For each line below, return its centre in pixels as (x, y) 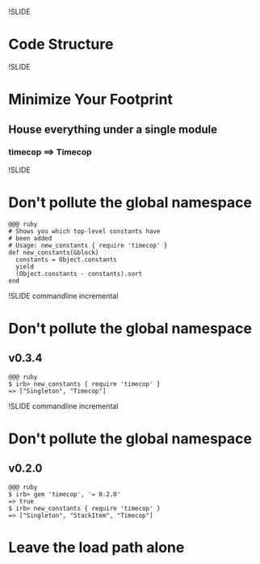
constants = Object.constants (66, 259)
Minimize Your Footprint (91, 100)
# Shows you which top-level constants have (84, 231)
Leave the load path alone (96, 547)
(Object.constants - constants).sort (79, 274)
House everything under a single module (113, 129)
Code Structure (61, 45)
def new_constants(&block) (54, 252)
